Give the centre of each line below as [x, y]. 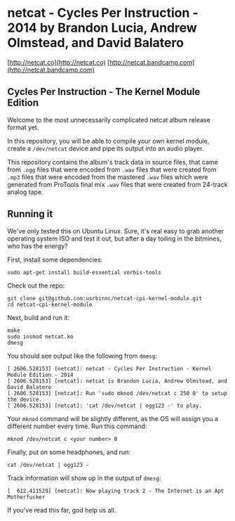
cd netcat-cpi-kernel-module [50, 304]
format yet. [23, 127]
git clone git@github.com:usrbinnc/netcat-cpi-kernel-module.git [105, 298]
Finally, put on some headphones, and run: [69, 452]
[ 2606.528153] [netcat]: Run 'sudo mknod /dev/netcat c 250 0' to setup [117, 393]
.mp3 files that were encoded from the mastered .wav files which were [108, 176]
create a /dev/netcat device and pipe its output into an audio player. [106, 148]
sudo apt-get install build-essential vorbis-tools [84, 272]
